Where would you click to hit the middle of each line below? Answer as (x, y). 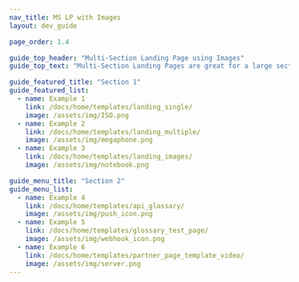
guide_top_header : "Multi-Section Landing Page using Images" (127, 58)
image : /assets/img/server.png (83, 263)
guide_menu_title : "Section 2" (67, 181)
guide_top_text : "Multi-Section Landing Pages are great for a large (141, 66)
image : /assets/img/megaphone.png (89, 140)
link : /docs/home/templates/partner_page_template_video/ (135, 255)
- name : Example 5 (52, 222)
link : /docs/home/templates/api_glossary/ (105, 205)
